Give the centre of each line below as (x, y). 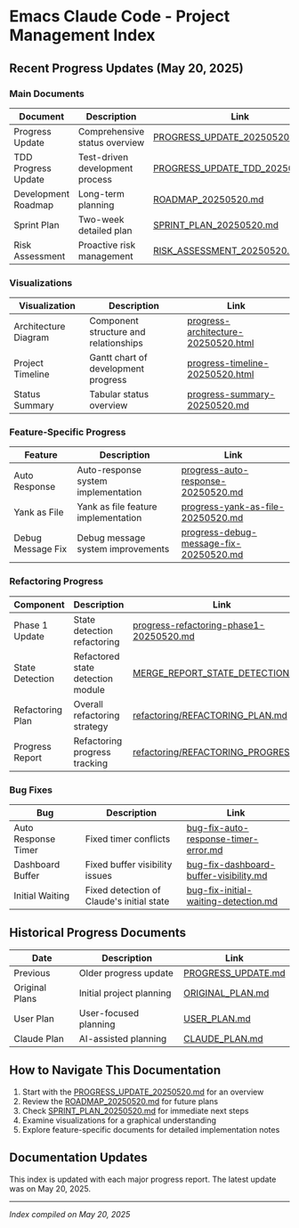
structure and (117, 332)
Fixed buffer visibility (129, 865)
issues (99, 876)
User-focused (109, 1012)
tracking (91, 763)
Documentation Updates (79, 1158)
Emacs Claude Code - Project (120, 16)
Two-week (101, 219)
